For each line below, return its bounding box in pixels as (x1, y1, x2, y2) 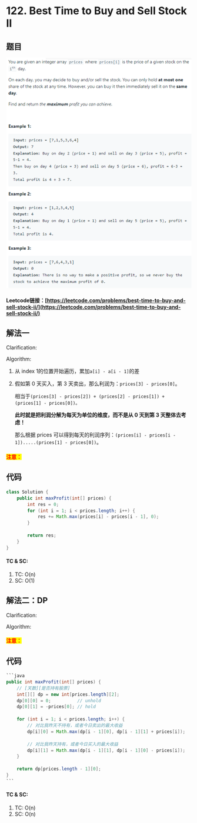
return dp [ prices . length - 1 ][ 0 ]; (16, 766, 101, 772)
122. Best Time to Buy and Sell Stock (6, 4, 187, 18)
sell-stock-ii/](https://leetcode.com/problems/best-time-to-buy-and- (6, 303, 181, 310)
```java (6, 673, 25, 679)
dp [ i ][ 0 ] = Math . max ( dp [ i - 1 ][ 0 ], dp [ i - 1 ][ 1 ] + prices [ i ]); (27, 729, 186, 735)
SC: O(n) (14, 811, 36, 817)
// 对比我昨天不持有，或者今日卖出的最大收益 (27, 723, 123, 729)
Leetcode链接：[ (6, 296, 47, 304)
